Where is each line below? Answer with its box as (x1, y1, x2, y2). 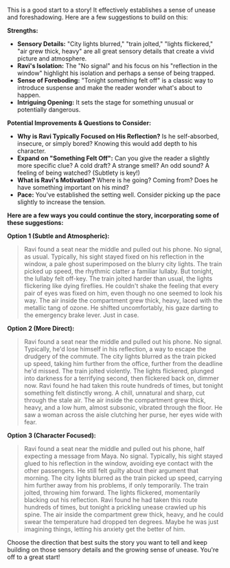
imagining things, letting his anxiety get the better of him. (23, 525, 185, 533)
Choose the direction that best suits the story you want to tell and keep (7, 538, 207, 546)
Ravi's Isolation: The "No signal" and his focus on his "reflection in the (16, 62, 218, 69)
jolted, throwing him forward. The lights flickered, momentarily (23, 488, 200, 496)
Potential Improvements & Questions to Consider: (7, 119, 152, 127)
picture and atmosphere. (16, 54, 87, 63)
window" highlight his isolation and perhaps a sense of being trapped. (16, 69, 216, 77)
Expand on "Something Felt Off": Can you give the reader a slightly (16, 154, 210, 162)
